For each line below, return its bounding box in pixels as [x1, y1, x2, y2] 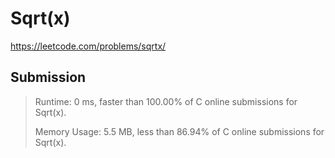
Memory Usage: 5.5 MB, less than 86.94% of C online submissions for [34, 125, 325, 137]
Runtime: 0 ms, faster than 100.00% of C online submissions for [34, 95, 298, 107]
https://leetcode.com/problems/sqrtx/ [10, 40, 167, 52]
